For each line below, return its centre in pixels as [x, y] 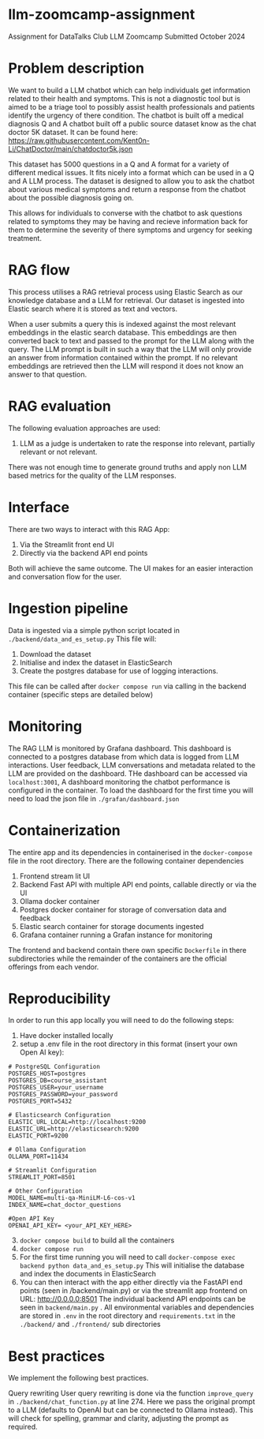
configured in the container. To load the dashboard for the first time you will [131, 790]
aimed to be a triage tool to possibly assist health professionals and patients [132, 107]
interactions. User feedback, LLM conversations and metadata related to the [132, 765]
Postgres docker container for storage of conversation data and [123, 909]
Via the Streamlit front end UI [67, 544]
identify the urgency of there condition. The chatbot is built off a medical [126, 115]
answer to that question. [48, 374]
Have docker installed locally [66, 1036]
